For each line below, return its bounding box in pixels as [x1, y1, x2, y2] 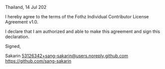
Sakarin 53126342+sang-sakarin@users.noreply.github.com [5, 53, 128, 59]
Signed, [5, 43, 21, 49]
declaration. [5, 34, 30, 39]
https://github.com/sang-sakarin [5, 58, 72, 64]
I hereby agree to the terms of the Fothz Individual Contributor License [5, 14, 149, 19]
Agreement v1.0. [5, 19, 39, 25]
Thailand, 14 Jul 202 [5, 4, 47, 10]
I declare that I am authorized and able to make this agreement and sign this [5, 29, 160, 34]
